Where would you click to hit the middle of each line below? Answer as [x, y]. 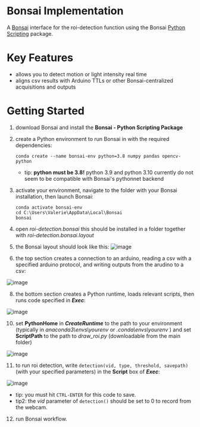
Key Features [40, 58]
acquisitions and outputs [46, 87]
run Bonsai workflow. [41, 419]
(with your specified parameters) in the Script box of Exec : [87, 371]
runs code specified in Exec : [50, 300]
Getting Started [46, 111]
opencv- [171, 156]
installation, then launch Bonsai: [54, 196]
